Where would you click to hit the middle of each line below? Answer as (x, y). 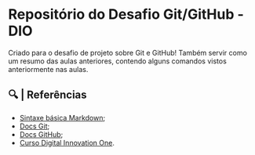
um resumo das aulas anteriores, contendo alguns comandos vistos (118, 61)
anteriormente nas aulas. (48, 69)
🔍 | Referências (48, 95)
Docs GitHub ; (41, 134)
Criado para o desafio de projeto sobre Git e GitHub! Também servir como (127, 52)
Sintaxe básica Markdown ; (62, 117)
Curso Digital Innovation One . (67, 142)
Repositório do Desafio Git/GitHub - (126, 14)
